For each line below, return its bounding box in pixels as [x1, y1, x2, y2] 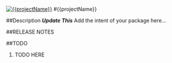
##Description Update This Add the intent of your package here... [6, 17, 167, 24]
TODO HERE [14, 51, 45, 58]
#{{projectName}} [53, 6, 97, 12]
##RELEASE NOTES [6, 28, 54, 35]
